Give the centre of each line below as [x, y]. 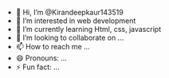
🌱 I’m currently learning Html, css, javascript [88, 29]
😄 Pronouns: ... [41, 58]
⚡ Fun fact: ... [37, 67]
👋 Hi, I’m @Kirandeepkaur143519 [69, 12]
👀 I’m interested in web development [76, 21]
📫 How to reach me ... [53, 47]
